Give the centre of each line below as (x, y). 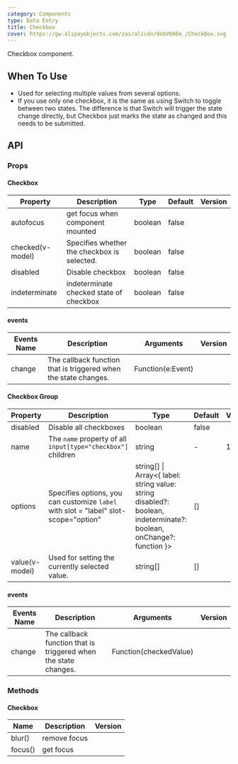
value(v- (26, 562)
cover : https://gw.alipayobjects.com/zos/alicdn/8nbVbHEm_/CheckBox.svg (117, 34)
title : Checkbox (31, 27)
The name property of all (87, 438)
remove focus (65, 738)
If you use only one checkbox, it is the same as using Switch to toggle (119, 101)
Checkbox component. (41, 54)
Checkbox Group (33, 397)
